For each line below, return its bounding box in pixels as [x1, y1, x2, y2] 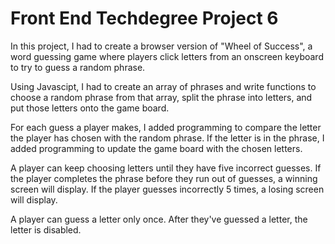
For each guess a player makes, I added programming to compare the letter [10, 121, 322, 133]
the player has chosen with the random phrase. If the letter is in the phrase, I [10, 132, 325, 144]
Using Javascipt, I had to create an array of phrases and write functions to [10, 80, 317, 92]
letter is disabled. [10, 223, 82, 236]
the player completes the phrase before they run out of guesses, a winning [10, 172, 318, 184]
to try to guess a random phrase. [10, 61, 146, 73]
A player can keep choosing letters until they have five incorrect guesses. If [10, 162, 322, 174]
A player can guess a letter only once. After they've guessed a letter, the [10, 213, 308, 225]
